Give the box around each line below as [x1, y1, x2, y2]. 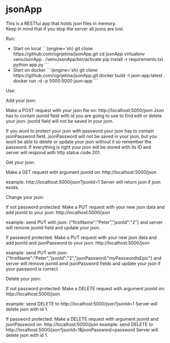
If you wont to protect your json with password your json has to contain [6, 128, 154, 134]
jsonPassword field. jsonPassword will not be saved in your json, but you [6, 133, 157, 139]
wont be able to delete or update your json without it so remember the [6, 139, 152, 145]
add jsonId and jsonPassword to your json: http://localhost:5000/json [6, 239, 150, 246]
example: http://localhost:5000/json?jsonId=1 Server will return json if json [6, 179, 161, 185]
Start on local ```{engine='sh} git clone [13, 45, 93, 51]
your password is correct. [6, 265, 60, 272]
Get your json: [6, 159, 35, 165]
